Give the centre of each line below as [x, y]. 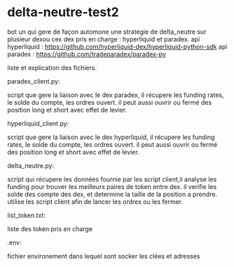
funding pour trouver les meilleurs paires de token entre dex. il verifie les [112, 186]
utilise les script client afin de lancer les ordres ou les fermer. [95, 202]
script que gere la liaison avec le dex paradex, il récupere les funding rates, [116, 95]
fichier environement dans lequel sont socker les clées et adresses [104, 256]
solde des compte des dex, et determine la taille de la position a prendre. [112, 194]
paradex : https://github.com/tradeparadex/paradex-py [87, 54]
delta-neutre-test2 [63, 12]
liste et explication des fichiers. [52, 67]
